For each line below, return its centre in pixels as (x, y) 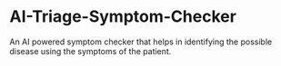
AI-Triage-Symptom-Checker (123, 17)
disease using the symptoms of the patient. (90, 51)
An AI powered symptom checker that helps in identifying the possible (141, 42)
